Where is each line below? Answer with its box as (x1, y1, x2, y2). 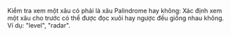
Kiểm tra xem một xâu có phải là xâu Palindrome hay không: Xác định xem (7, 7, 223, 15)
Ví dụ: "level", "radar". (7, 21, 70, 29)
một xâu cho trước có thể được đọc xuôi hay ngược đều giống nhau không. (7, 14, 224, 22)
